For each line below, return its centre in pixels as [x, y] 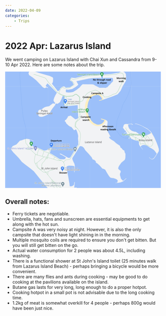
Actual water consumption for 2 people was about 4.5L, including [79, 250]
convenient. [24, 271]
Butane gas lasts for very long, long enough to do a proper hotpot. [80, 287]
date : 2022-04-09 [23, 10]
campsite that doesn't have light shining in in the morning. [71, 235]
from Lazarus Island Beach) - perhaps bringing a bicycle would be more [85, 266]
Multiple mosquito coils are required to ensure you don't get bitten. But [84, 240]
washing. [21, 256]
